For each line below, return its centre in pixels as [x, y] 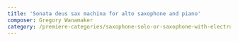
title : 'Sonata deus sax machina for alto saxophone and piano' [104, 14]
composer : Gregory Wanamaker [50, 20]
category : [22, 26]
